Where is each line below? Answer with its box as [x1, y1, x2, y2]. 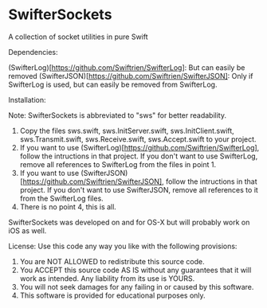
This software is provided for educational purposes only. [19, 290, 206, 300]
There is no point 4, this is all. [19, 201, 117, 212]
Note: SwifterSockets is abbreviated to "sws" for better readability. [8, 110, 227, 120]
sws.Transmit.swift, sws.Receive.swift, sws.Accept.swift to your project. [19, 134, 257, 144]
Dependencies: [8, 47, 58, 57]
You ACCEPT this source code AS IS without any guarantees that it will [19, 265, 252, 275]
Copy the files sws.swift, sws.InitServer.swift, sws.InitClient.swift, [19, 126, 235, 135]
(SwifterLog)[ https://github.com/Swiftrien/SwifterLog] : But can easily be [8, 62, 245, 72]
